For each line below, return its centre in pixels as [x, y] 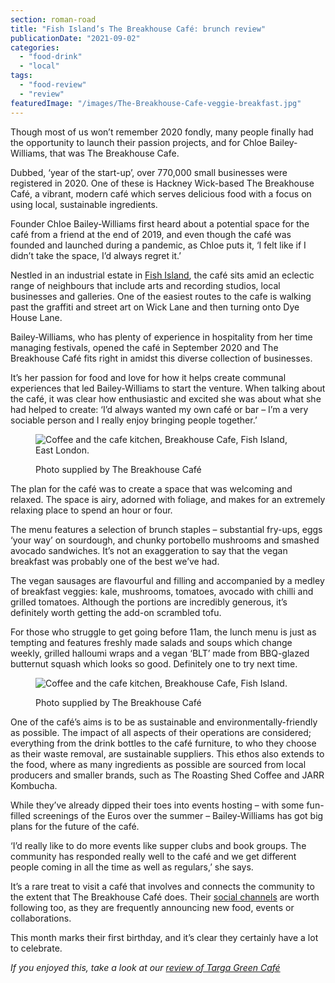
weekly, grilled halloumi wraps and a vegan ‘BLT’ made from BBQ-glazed [160, 653]
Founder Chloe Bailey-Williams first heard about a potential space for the [160, 223]
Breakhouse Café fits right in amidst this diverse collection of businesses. [161, 358]
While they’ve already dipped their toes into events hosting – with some [157, 805]
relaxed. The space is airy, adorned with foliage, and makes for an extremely [168, 499]
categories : [35, 47]
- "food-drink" [51, 57]
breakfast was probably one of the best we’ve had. [115, 561]
